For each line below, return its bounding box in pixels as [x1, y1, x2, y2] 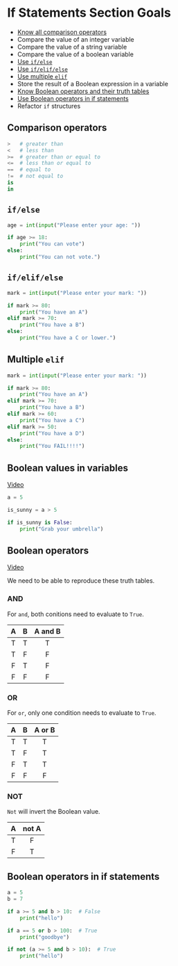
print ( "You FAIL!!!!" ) [19, 443, 85, 450]
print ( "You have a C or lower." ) [19, 335, 116, 341]
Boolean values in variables [7, 462, 128, 474]
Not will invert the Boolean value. [7, 807, 100, 816]
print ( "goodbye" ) [19, 933, 70, 940]
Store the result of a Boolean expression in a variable [17, 79, 168, 88]
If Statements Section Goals [7, 5, 171, 21]
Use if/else [17, 57, 53, 65]
